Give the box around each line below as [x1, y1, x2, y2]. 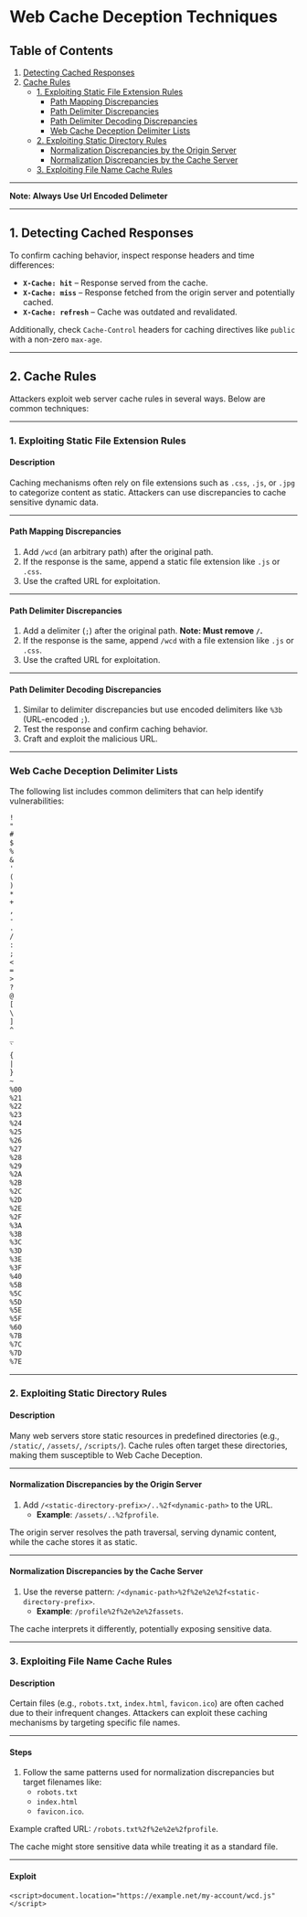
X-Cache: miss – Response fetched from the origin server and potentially [22, 286, 295, 298]
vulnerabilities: [9, 795, 65, 806]
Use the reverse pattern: [22, 1586, 115, 1597]
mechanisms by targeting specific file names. [9, 1717, 181, 1729]
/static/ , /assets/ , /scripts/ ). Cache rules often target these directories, [9, 1440, 288, 1451]
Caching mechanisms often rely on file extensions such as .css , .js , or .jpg [9, 477, 295, 488]
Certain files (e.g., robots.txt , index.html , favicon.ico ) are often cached [9, 1698, 285, 1709]
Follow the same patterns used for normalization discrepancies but [22, 1767, 275, 1778]
